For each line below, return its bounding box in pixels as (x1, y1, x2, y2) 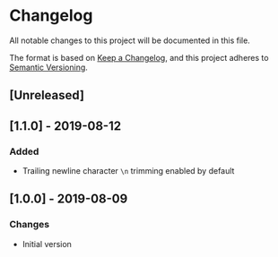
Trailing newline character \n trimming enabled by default (22, 166, 235, 176)
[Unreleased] (9, 88, 85, 103)
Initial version (22, 238, 72, 249)
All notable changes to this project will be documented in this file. (9, 35, 251, 46)
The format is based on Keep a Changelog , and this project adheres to (9, 52, 269, 63)
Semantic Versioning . (9, 62, 88, 73)
